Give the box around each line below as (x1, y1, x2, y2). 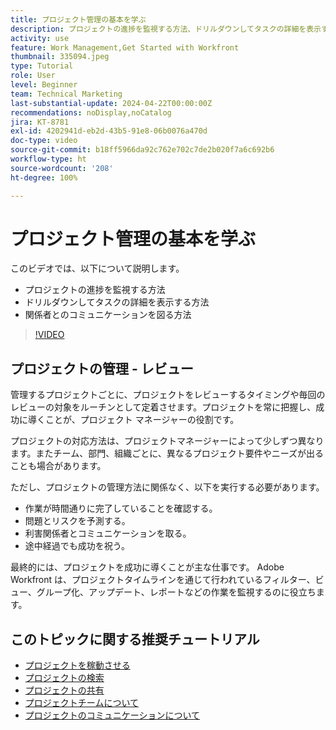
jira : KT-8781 (10, 117, 70, 127)
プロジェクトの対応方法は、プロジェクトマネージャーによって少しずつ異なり (10, 435, 325, 447)
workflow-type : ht (10, 154, 87, 164)
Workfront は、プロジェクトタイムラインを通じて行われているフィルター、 (10, 574, 316, 586)
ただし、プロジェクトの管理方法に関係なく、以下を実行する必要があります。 (10, 481, 325, 493)
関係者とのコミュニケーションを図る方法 (24, 309, 192, 321)
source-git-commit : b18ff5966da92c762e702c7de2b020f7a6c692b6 (10, 145, 275, 155)
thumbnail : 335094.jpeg (10, 52, 110, 62)
